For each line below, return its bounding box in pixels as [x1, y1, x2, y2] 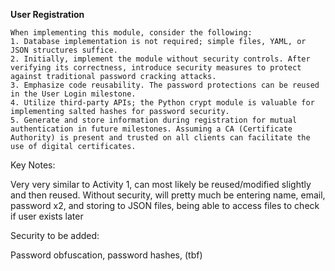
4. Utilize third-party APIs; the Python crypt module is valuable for [10, 98, 315, 108]
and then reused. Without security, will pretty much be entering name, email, [10, 189, 326, 201]
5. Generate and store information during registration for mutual [10, 115, 298, 125]
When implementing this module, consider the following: [10, 28, 253, 38]
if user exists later [10, 210, 84, 222]
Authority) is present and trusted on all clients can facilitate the [10, 133, 311, 143]
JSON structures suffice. [10, 45, 118, 55]
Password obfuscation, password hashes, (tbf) [10, 249, 203, 261]
